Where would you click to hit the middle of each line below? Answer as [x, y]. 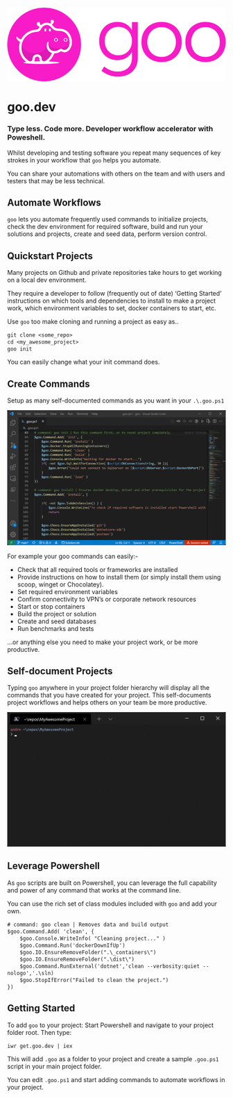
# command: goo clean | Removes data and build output [88, 924]
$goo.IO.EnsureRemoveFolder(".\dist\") [77, 959]
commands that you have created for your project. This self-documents [109, 695]
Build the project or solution [57, 614]
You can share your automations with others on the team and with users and [116, 174]
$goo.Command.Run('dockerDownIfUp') [73, 945]
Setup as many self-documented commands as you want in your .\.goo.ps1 [116, 400]
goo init [20, 349]
